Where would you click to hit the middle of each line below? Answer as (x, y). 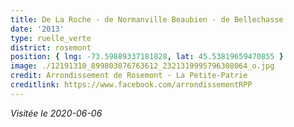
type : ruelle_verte (51, 38)
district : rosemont (51, 47)
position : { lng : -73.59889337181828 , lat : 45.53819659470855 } (147, 57)
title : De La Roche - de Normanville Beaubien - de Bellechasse (147, 19)
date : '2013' (37, 29)
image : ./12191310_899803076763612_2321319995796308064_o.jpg (142, 66)
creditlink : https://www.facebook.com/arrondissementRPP (131, 85)
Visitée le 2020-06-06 (56, 113)
